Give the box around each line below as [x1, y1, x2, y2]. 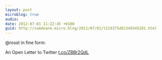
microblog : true [5, 12, 39, 17]
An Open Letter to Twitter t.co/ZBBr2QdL [5, 49, 89, 55]
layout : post [5, 7, 32, 12]
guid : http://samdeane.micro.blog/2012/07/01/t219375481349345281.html [5, 26, 157, 31]
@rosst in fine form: [5, 39, 46, 45]
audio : [5, 16, 19, 21]
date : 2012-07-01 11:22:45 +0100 [5, 21, 75, 26]
